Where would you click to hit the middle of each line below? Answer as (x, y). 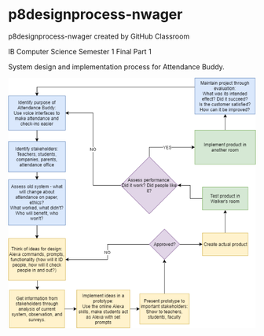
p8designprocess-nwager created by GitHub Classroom (99, 36)
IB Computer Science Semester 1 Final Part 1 (80, 51)
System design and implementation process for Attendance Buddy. (117, 66)
